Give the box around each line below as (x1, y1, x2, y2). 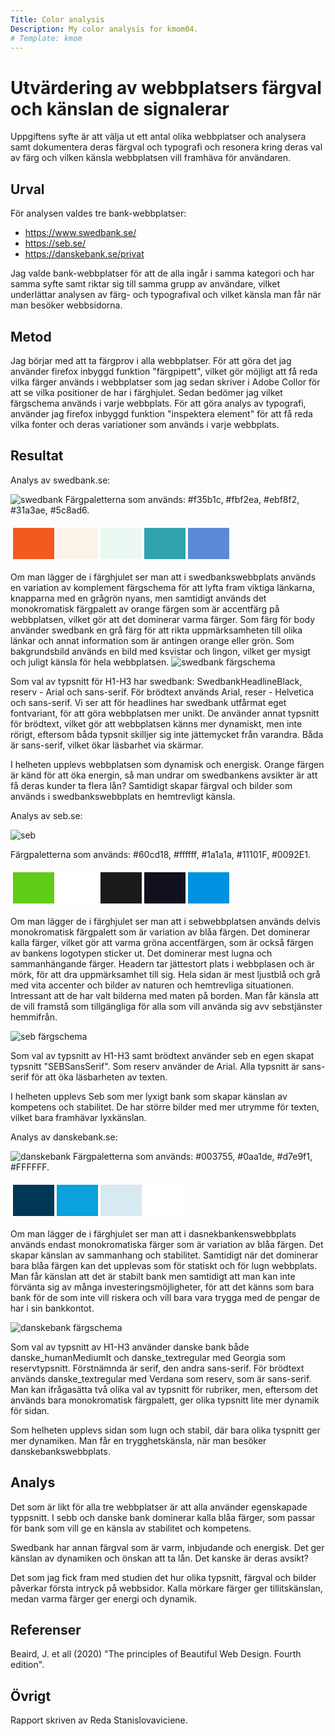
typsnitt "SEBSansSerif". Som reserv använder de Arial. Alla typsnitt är (10, 1060, 300, 1072)
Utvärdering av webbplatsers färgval (10, 76, 322, 99)
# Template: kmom (10, 33, 83, 43)
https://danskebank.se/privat (24, 248, 145, 260)
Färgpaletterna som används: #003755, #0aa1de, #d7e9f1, (73, 1150, 313, 1162)
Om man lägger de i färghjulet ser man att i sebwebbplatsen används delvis (10, 915, 321, 927)
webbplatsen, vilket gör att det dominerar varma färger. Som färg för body (10, 613, 316, 625)
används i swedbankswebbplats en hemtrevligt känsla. (10, 790, 236, 802)
